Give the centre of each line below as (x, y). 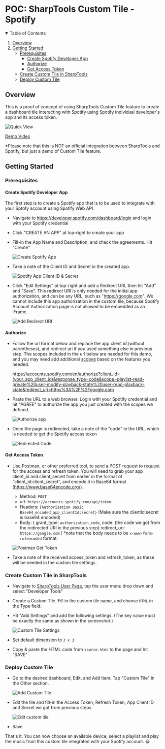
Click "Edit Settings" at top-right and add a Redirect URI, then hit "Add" (84, 286)
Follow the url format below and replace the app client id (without (78, 344)
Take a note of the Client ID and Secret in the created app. (71, 266)
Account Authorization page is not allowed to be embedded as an (79, 307)
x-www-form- (142, 533)
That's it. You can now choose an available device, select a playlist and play (82, 736)
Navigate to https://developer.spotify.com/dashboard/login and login (82, 218)
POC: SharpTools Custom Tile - (70, 9)
